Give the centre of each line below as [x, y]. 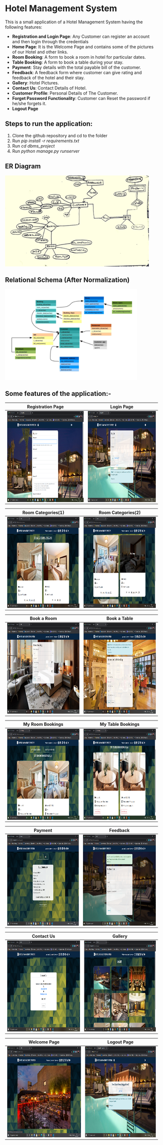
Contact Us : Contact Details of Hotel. [49, 88]
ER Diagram [23, 166]
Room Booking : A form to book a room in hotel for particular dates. [79, 57]
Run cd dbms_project [33, 146]
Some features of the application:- [58, 393]
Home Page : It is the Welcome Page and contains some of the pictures [83, 47]
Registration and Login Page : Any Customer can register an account [81, 36]
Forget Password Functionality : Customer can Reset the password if [81, 98]
